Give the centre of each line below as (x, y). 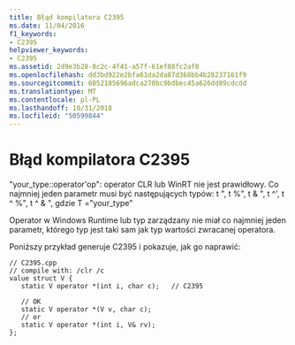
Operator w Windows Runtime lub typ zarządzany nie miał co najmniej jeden (148, 220)
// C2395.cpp (33, 263)
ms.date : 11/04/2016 (47, 26)
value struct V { (41, 279)
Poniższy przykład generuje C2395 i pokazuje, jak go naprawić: (125, 247)
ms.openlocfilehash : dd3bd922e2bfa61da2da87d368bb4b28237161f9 (128, 75)
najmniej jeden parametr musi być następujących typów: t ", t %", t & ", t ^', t (147, 194)
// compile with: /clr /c (57, 271)
